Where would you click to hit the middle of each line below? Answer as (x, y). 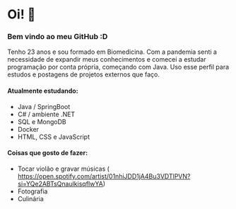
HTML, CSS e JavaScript (54, 137)
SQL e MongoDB (42, 122)
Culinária (30, 198)
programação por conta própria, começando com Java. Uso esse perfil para (118, 67)
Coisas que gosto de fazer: (48, 153)
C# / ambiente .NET (46, 114)
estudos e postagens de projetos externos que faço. (84, 74)
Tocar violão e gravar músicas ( (63, 169)
